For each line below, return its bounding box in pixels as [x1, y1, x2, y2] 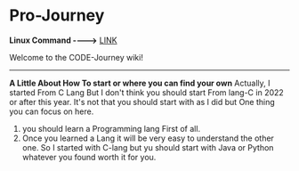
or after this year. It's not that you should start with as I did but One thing [9, 96, 276, 107]
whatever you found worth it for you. [21, 151, 157, 162]
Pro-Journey [9, 5, 105, 26]
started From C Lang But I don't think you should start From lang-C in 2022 [9, 86, 285, 98]
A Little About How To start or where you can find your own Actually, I [9, 77, 271, 88]
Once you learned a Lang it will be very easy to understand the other [21, 133, 274, 143]
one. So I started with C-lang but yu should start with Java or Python [21, 142, 274, 152]
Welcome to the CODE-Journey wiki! [9, 52, 144, 62]
